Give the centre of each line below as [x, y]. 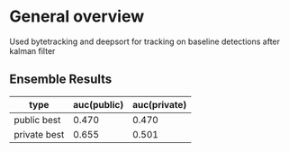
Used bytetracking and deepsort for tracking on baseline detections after [145, 41]
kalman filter [32, 50]
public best [37, 120]
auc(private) [159, 104]
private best [39, 134]
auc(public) [99, 104]
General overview [77, 17]
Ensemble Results [61, 80]
